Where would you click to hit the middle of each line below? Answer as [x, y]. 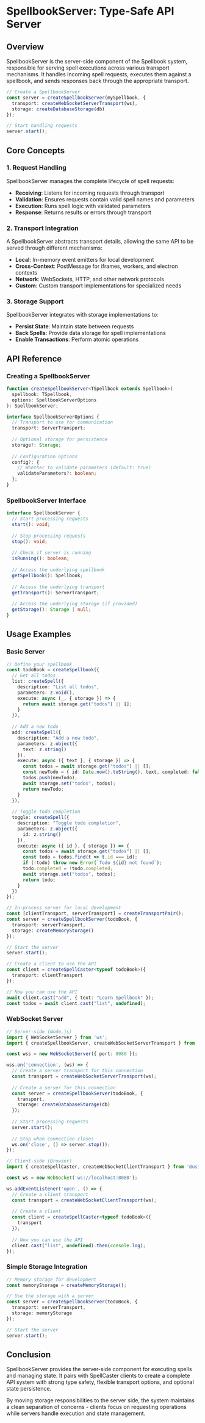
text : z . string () [45, 749]
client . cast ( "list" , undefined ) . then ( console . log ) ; [79, 1245]
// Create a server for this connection [64, 1087]
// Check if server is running [52, 553]
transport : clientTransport [48, 975]
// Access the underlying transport [58, 587]
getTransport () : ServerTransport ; [56, 593]
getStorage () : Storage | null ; [52, 610]
